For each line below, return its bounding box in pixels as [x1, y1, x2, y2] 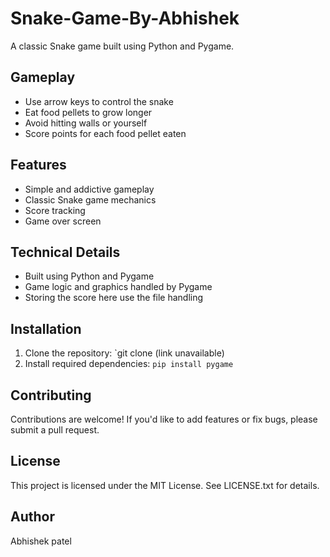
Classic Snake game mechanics [24, 193, 157, 206]
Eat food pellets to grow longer [24, 106, 153, 118]
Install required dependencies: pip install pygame [24, 358, 234, 370]
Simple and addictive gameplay [24, 183, 155, 195]
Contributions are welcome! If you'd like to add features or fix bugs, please [10, 413, 318, 425]
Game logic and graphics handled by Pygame [24, 281, 213, 293]
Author [10, 508, 55, 526]
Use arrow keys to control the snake [24, 95, 174, 107]
